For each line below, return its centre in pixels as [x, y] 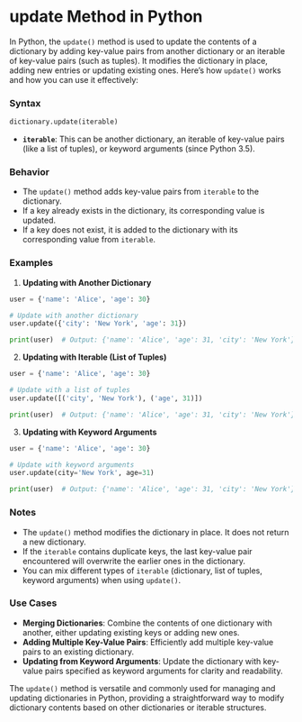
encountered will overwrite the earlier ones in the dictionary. [133, 561]
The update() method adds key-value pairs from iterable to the [140, 192]
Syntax [25, 103]
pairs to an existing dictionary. [78, 652]
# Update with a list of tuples [70, 390]
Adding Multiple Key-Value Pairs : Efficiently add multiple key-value [148, 642]
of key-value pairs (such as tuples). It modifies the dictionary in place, [138, 60]
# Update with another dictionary [74, 315]
